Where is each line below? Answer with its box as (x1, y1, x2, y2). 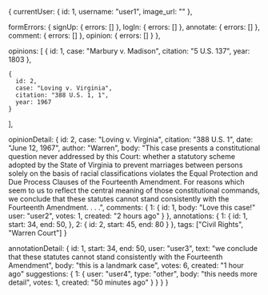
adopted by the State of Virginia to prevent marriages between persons (8, 160, 243, 169)
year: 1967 (15, 98, 52, 106)
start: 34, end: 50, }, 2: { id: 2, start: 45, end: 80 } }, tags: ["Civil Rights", (8, 220, 244, 229)
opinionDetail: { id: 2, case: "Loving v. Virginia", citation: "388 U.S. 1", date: (8, 135, 254, 144)
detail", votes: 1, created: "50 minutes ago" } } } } (8, 277, 169, 287)
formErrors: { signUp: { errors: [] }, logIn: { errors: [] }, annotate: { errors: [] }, (8, 22, 260, 31)
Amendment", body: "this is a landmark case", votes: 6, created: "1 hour (8, 261, 244, 270)
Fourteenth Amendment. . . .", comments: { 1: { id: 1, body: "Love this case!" (8, 203, 256, 212)
